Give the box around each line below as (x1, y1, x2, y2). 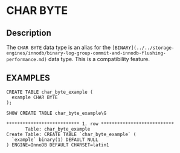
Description (6, 28, 51, 38)
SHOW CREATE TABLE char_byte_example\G (6, 110, 107, 116)
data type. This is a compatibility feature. (48, 56, 150, 62)
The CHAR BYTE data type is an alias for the (6, 44, 111, 51)
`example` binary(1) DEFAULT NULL (11, 137, 98, 143)
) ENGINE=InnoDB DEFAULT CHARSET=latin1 (6, 142, 110, 148)
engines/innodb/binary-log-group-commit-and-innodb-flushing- (6, 50, 166, 56)
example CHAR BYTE (11, 94, 59, 100)
